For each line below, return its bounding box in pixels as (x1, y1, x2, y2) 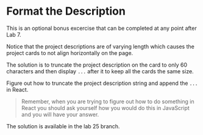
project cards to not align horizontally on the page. (6, 49, 134, 56)
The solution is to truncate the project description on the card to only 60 (6, 61, 188, 68)
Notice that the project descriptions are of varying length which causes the (6, 43, 195, 50)
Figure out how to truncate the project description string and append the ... (6, 79, 198, 87)
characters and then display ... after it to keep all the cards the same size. (6, 67, 194, 75)
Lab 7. (6, 31, 21, 38)
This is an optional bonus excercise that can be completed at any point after (6, 24, 197, 32)
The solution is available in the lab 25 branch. (6, 122, 120, 130)
